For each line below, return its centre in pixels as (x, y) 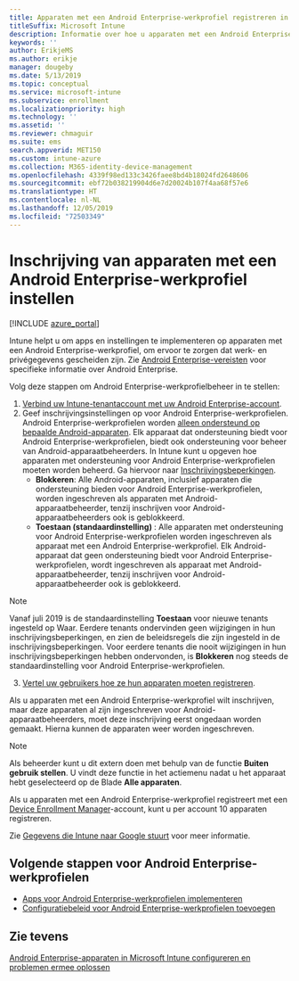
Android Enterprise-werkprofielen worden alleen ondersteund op (141, 422)
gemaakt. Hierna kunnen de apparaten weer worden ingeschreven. (132, 729)
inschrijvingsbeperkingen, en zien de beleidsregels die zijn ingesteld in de (145, 637)
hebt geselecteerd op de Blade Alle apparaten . (96, 782)
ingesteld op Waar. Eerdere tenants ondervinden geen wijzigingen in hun (142, 627)
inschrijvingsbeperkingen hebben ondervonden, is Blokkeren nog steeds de (149, 655)
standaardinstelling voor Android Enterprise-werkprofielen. (117, 665)
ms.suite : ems (36, 142)
